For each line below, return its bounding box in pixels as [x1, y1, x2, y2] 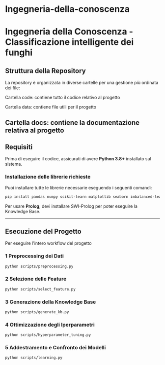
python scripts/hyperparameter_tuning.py [5, 332, 91, 337]
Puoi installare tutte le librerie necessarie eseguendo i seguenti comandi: [5, 184, 152, 190]
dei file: [5, 85, 21, 91]
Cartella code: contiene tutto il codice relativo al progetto [5, 95, 120, 101]
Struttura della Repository [5, 67, 86, 75]
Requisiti [5, 143, 33, 151]
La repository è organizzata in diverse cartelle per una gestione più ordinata [5, 80, 159, 86]
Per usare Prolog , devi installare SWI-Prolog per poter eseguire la [5, 203, 137, 209]
